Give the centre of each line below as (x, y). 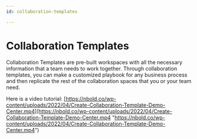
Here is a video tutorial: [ (36, 98)
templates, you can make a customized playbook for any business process (97, 75)
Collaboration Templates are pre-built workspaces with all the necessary (94, 62)
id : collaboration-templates (42, 11)
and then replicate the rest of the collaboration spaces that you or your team (99, 81)
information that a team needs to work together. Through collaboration (92, 68)
